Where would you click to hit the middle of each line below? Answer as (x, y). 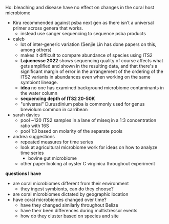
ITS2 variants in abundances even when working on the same (86, 77)
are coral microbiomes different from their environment (71, 183)
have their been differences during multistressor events (79, 210)
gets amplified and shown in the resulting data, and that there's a (89, 66)
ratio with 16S (35, 126)
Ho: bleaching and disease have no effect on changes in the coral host (80, 7)
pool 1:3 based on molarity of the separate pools (71, 131)
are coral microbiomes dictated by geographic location (70, 194)
